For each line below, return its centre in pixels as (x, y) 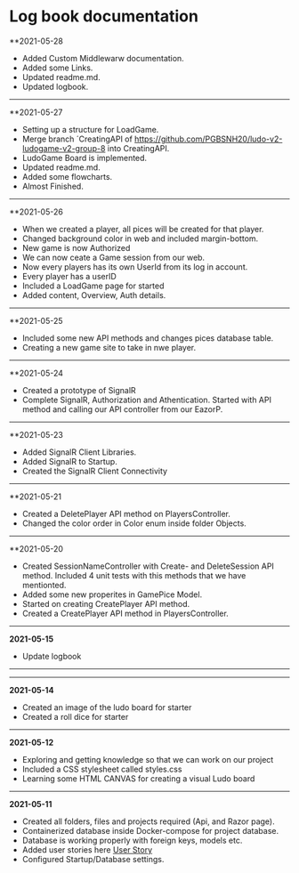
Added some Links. (57, 68)
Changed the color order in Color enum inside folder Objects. (134, 523)
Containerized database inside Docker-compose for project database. (150, 830)
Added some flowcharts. (67, 176)
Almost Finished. (53, 186)
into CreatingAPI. (138, 148)
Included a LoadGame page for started (93, 286)
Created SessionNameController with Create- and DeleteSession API (148, 566)
